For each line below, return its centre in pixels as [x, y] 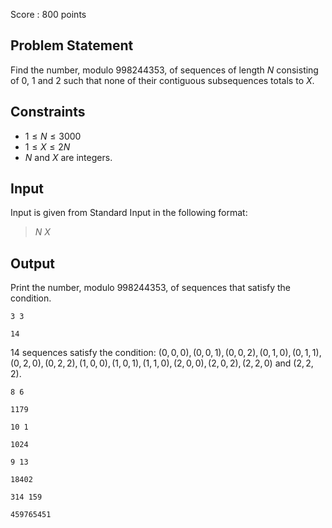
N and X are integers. [68, 157]
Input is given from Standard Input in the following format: [129, 213]
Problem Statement [72, 45]
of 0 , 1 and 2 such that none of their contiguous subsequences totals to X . [162, 80]
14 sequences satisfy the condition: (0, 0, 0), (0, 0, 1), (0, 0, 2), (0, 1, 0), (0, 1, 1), [166, 353]
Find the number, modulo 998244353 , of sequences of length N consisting [164, 70]
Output [32, 263]
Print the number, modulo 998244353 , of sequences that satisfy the [151, 288]
